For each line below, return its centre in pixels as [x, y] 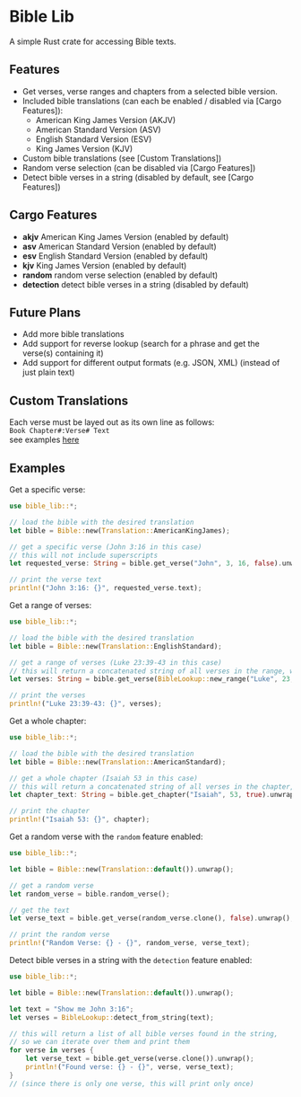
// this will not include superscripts [84, 555]
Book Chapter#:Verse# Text [60, 431]
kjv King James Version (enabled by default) [104, 265]
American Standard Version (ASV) [98, 129]
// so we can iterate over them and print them [100, 1042]
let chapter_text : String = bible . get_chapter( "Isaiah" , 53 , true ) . [140, 795]
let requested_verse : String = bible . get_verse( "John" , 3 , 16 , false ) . [146, 563]
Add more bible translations [73, 334]
